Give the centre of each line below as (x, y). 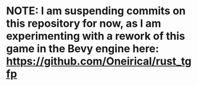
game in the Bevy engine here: (82, 49)
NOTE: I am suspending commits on (96, 11)
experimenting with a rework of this (96, 36)
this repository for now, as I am (84, 23)
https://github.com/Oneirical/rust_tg (99, 61)
